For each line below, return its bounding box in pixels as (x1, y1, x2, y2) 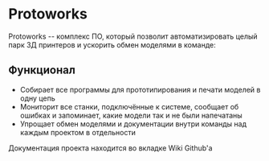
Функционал (8, 64, 76, 77)
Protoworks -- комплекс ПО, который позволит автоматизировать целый (8, 31, 259, 41)
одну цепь (19, 93, 55, 103)
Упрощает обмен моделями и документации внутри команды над (19, 118, 247, 129)
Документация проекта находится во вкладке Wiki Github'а (8, 142, 213, 153)
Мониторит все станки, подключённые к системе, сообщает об (19, 101, 239, 111)
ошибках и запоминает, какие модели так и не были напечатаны (19, 110, 243, 120)
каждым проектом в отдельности (19, 127, 137, 137)
